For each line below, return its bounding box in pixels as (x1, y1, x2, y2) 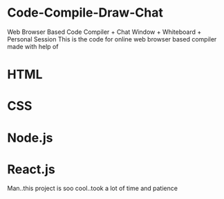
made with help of (7, 42, 59, 50)
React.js (7, 161, 55, 177)
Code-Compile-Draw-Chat (7, 5, 164, 21)
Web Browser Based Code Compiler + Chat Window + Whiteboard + (7, 28, 202, 36)
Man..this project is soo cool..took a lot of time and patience (7, 184, 178, 193)
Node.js (7, 130, 53, 146)
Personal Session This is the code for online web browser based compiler (7, 35, 217, 43)
